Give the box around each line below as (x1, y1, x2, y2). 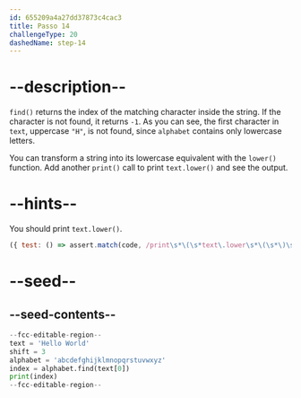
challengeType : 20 (9, 30, 78, 39)
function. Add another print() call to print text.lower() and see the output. (9, 163, 288, 173)
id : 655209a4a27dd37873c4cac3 (9, 13, 123, 22)
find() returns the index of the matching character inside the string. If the (9, 107, 281, 118)
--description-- (9, 77, 127, 97)
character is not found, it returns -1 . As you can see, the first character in (9, 116, 279, 127)
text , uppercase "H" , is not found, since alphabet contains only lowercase (9, 126, 282, 137)
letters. (9, 136, 36, 146)
